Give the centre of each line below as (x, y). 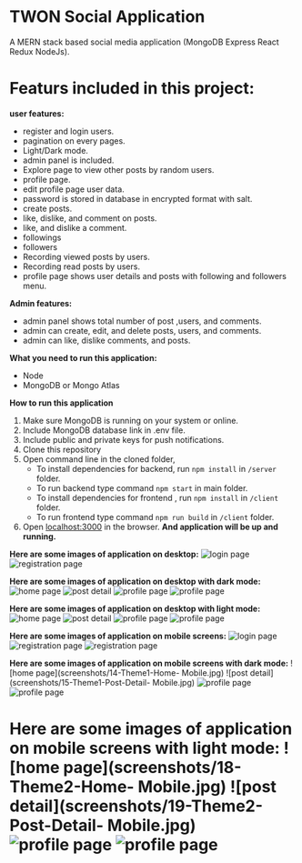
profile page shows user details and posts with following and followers (155, 276)
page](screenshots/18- (152, 768)
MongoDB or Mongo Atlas (71, 385)
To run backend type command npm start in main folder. (142, 487)
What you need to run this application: (83, 357)
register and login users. (68, 131)
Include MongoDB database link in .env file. (104, 430)
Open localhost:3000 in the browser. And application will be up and (151, 527)
